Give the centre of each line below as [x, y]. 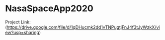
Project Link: [18, 22]
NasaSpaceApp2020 [49, 9]
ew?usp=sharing [22, 32]
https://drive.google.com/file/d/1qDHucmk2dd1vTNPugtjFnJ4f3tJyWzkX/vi [83, 27]
